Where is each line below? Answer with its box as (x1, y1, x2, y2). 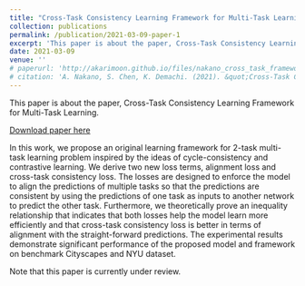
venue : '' (9, 55, 47, 64)
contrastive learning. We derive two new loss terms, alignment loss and (9, 161, 277, 173)
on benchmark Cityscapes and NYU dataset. (9, 248, 177, 259)
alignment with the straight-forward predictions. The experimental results (9, 229, 283, 240)
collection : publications (9, 22, 107, 31)
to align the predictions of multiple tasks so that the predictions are (9, 181, 261, 192)
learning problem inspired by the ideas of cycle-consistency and (26, 152, 269, 163)
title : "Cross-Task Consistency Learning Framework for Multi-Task (9, 13, 271, 23)
